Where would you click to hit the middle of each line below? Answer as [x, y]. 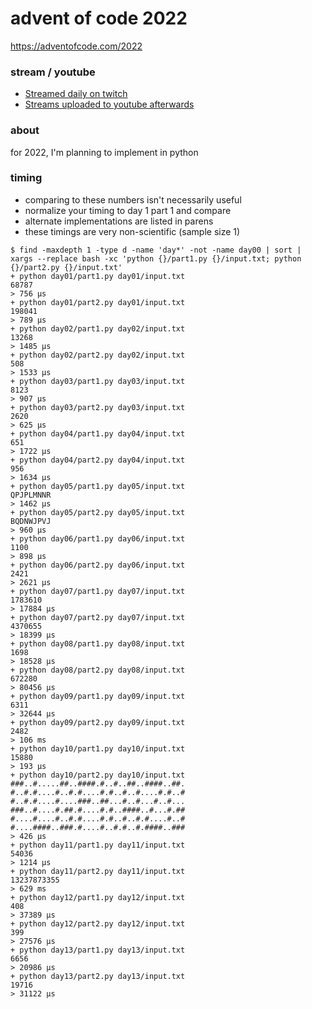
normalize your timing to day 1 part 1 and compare [128, 210]
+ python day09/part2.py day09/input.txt [98, 722]
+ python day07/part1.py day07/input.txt [98, 591]
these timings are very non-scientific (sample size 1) [132, 231]
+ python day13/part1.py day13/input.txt [98, 950]
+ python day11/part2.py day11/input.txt [98, 871]
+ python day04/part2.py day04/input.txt [98, 460]
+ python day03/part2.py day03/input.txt [98, 407]
